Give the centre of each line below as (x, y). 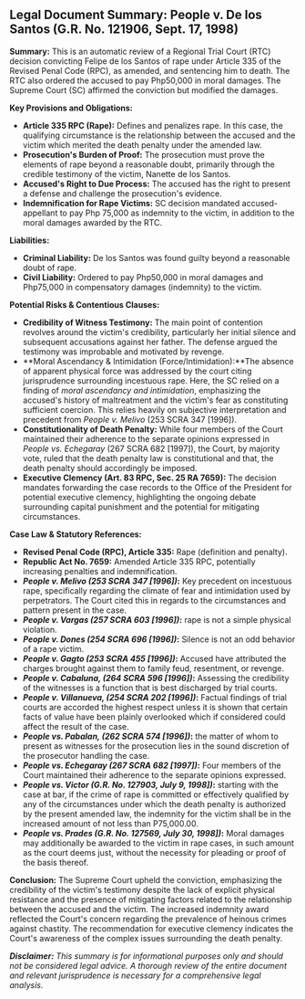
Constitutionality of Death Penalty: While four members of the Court (153, 429)
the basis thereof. (56, 862)
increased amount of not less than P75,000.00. (110, 823)
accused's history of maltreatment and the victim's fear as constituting (155, 400)
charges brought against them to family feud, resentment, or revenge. (153, 668)
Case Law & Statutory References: (76, 534)
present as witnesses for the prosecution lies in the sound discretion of (156, 746)
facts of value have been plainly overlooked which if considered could (154, 717)
